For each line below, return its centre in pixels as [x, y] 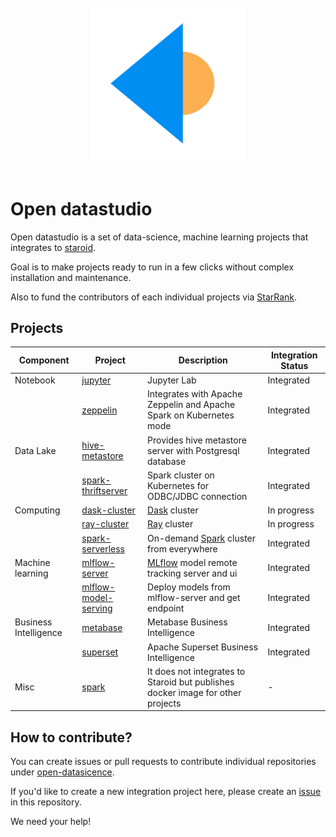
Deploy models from [189, 587]
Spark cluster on [181, 475]
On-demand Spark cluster [202, 538]
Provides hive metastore [197, 440]
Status [294, 365]
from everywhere [182, 548]
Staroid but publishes [191, 682]
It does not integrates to [196, 671]
